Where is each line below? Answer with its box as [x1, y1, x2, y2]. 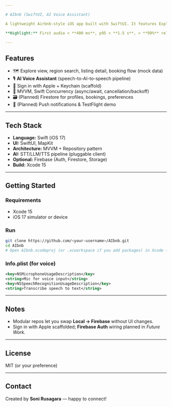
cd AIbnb [5, 243, 24, 248]
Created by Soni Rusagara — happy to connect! [5, 395, 106, 402]
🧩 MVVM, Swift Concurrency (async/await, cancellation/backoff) [12, 88, 149, 95]
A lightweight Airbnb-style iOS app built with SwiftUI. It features [5, 21, 157, 26]
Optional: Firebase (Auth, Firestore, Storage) [12, 157, 107, 162]
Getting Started [5, 181, 56, 190]
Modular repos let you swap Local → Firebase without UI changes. [12, 318, 154, 325]
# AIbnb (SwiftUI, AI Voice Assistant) [5, 12, 91, 17]
